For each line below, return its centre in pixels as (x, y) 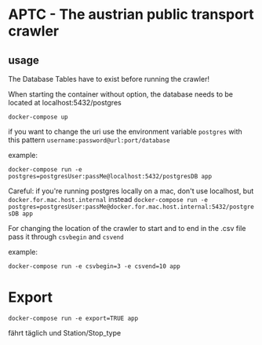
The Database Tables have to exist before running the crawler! (109, 79)
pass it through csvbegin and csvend (66, 237)
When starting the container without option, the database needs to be (121, 94)
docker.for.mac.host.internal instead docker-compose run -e (108, 199)
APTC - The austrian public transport (131, 15)
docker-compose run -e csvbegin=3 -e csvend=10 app (94, 266)
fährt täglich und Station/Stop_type (65, 332)
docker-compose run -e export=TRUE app (73, 318)
